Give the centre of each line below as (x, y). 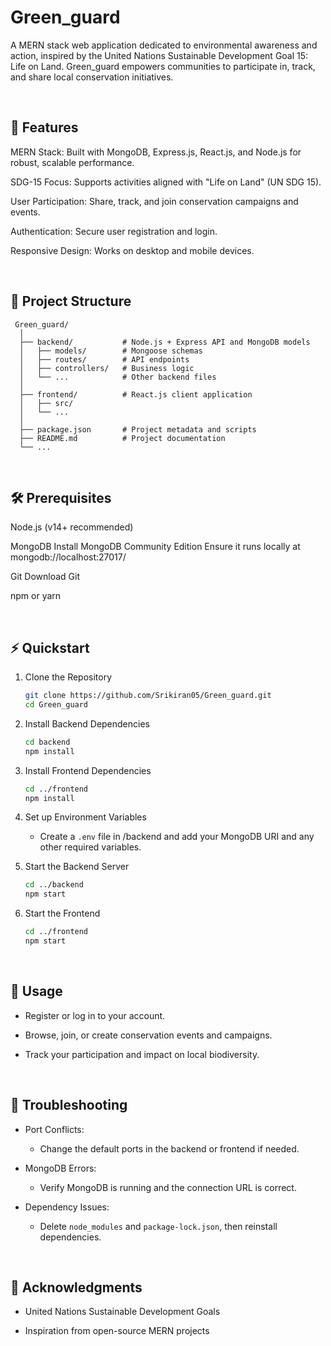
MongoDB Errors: (60, 1168)
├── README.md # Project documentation (122, 438)
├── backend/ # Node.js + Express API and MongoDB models (165, 342)
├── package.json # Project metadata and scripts (138, 429)
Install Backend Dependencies (87, 723)
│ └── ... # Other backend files (118, 377)
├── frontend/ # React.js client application (136, 394)
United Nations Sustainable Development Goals (122, 1312)
